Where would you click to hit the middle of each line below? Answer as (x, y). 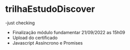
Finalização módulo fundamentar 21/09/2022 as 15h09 (69, 32)
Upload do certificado (35, 38)
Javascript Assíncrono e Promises (47, 43)
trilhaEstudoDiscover (50, 9)
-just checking (20, 23)
